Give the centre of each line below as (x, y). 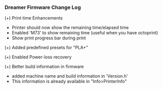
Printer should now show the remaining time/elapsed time (70, 28)
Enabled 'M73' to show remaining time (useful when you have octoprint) (85, 33)
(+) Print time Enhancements (34, 18)
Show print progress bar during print (49, 38)
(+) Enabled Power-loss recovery (38, 57)
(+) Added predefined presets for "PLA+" (46, 48)
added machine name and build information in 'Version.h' (70, 76)
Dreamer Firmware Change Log (43, 7)
